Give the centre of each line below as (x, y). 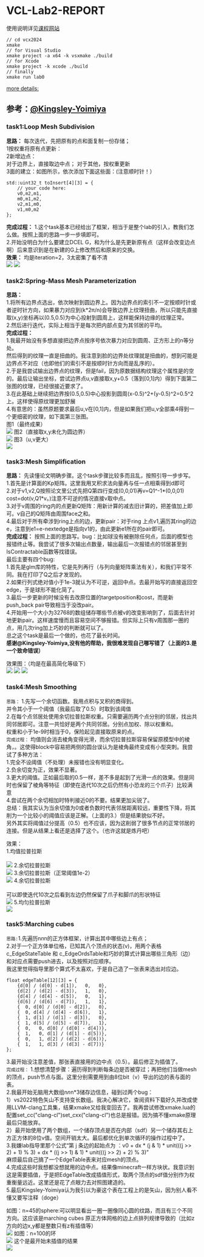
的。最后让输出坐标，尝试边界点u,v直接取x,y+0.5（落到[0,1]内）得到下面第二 (102, 378)
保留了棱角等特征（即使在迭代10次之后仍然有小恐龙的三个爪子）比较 (102, 785)
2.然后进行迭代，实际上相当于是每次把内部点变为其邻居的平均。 (86, 325)
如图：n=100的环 (35, 1233)
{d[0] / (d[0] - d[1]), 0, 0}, (62, 985)
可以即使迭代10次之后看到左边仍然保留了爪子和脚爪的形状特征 (83, 894)
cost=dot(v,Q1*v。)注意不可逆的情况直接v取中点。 (68, 498)
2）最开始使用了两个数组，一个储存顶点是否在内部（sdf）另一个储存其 (94, 1130)
